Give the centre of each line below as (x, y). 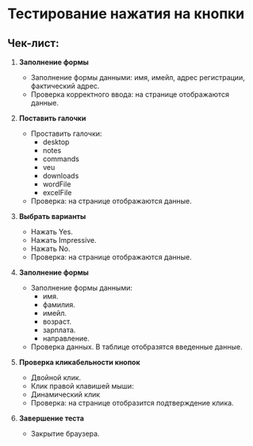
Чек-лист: (34, 43)
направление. (66, 338)
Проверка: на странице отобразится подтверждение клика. (132, 403)
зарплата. (59, 330)
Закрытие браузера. (65, 434)
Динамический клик (65, 394)
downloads (61, 176)
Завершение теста (52, 418)
